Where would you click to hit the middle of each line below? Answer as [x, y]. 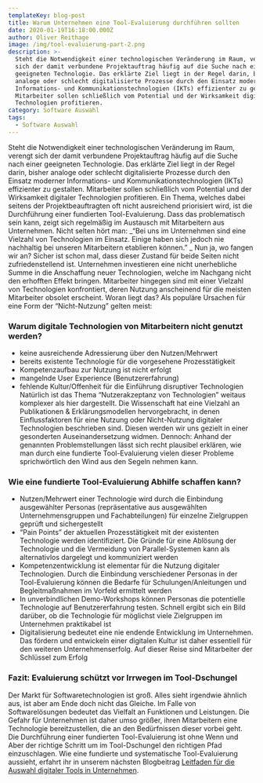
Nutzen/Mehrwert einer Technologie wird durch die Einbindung [121, 499]
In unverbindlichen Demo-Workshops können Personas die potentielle [132, 599]
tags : [17, 118]
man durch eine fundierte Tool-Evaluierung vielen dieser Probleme [127, 453]
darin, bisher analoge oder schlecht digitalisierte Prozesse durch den [119, 172]
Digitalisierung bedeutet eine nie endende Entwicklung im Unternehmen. [136, 632]
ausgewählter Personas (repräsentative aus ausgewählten [113, 507]
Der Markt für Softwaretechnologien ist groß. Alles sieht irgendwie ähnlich [128, 695]
